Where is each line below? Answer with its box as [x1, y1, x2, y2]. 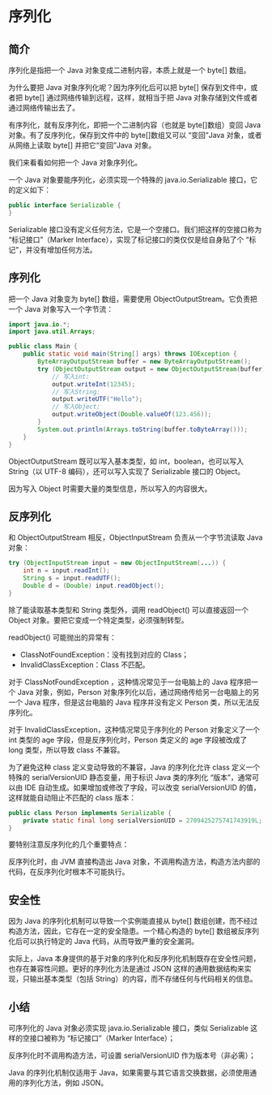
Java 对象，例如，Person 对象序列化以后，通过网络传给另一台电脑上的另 [17, 687, 260, 696]
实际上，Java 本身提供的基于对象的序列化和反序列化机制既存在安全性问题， [8, 954, 261, 964]
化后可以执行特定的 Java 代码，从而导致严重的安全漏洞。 [8, 937, 199, 946]
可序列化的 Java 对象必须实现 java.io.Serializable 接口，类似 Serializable [8, 1024, 249, 1032]
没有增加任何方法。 [32, 244, 97, 254]
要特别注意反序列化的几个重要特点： [8, 839, 130, 849]
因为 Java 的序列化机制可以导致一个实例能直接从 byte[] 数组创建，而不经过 [8, 916, 258, 926]
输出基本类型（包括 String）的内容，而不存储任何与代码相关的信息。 [29, 974, 257, 984]
